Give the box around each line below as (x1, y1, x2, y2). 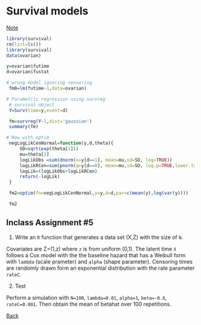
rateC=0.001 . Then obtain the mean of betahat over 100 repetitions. (6, 300, 172, 308)
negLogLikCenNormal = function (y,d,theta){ (8, 140, 114, 147)
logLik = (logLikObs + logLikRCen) (19, 168, 98, 174)
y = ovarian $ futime (6, 63, 50, 70)
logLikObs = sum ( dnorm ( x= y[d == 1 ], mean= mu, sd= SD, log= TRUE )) (19, 157, 172, 163)
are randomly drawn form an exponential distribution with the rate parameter (6, 264, 195, 272)
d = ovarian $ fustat (6, 69, 50, 75)
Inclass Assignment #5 (6, 217, 94, 228)
